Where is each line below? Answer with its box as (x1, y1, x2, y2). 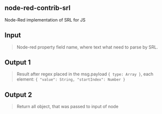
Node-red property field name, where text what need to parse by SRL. (16, 44, 158, 50)
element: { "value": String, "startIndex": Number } (16, 76, 126, 82)
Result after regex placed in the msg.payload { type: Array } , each (16, 71, 154, 77)
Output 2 (4, 91, 32, 99)
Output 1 (4, 58, 31, 67)
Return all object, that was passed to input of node (16, 104, 118, 110)
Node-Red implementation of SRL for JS (4, 17, 86, 23)
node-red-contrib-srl (4, 4, 70, 12)
